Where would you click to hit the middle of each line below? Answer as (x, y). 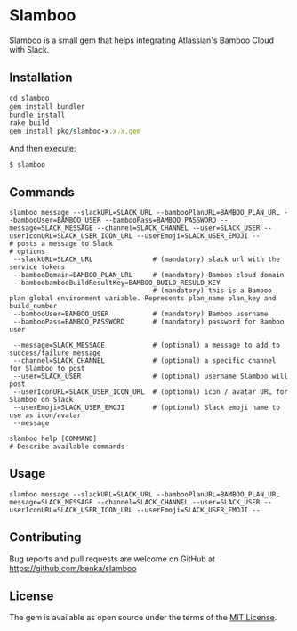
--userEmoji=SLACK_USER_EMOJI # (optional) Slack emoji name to (146, 407)
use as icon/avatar (45, 415)
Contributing (45, 537)
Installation (41, 78)
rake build (29, 123)
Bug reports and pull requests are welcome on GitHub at (112, 559)
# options (28, 251)
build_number (33, 306)
